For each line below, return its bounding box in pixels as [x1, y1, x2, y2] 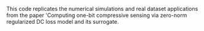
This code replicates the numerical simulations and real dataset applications [6, 5, 198, 12]
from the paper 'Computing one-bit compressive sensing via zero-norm [6, 12, 187, 19]
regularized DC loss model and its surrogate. [6, 18, 119, 25]
